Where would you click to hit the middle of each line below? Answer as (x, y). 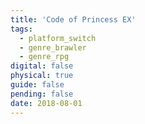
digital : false (42, 66)
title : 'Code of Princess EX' (73, 19)
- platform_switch (58, 38)
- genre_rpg (44, 57)
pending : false (42, 94)
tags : (21, 29)
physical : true (42, 76)
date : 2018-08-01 (46, 103)
